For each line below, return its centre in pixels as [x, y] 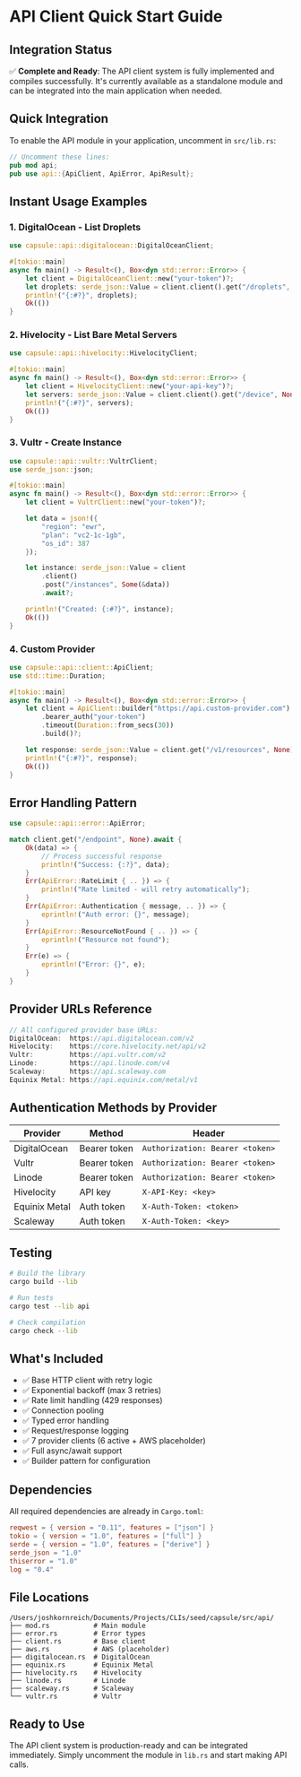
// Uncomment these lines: [60, 157]
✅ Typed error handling [65, 1421]
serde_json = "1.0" [46, 1553]
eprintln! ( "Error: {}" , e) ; [94, 965]
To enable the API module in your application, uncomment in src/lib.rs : [143, 140]
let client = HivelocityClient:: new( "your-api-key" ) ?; [130, 386]
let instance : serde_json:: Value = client [106, 568]
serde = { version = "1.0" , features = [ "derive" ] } [110, 1545]
